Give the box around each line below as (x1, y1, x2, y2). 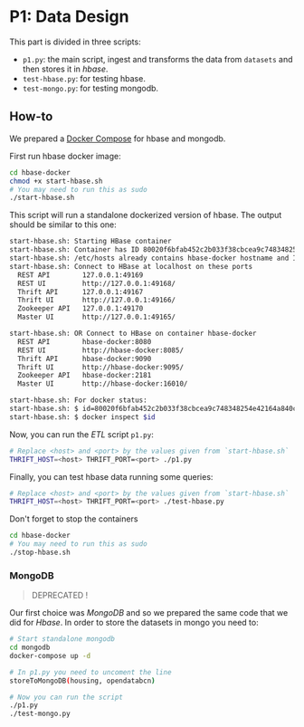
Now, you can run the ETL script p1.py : (9, 428, 154, 440)
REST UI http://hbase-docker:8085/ (17, 346, 184, 355)
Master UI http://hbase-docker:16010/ (17, 379, 188, 388)
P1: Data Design (9, 6, 129, 27)
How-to (9, 109, 53, 124)
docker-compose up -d (9, 651, 91, 660)
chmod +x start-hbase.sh (9, 177, 103, 186)
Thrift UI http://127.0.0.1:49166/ (17, 296, 176, 305)
